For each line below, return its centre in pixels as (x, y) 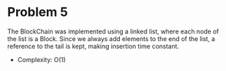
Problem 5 (38, 12)
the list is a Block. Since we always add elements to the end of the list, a (111, 38)
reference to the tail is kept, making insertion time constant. (93, 46)
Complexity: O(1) (41, 59)
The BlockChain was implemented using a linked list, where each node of (113, 31)
